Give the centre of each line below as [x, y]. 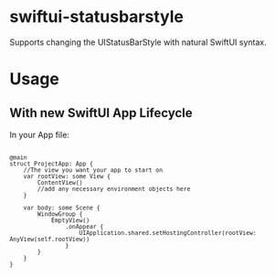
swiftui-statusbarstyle [97, 17]
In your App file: [40, 134]
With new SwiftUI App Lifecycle [101, 113]
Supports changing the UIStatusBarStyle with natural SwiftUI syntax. [138, 42]
